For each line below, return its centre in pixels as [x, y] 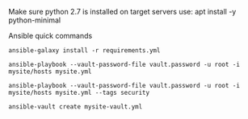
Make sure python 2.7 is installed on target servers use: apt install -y [122, 12]
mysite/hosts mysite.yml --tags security [79, 92]
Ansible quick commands [50, 36]
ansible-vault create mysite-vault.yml [76, 107]
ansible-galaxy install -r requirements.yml [84, 51]
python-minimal [35, 20]
